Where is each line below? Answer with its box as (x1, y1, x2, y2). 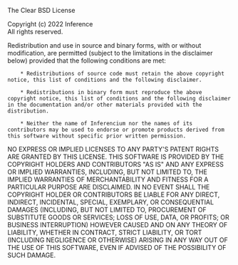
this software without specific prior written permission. (7, 132, 187, 140)
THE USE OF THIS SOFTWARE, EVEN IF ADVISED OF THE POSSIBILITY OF (7, 244, 227, 251)
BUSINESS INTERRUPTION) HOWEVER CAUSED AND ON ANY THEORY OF (7, 221, 228, 229)
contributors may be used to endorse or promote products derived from (7, 126, 224, 133)
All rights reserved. (7, 28, 63, 36)
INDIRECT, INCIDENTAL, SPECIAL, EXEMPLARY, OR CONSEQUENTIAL (7, 198, 214, 206)
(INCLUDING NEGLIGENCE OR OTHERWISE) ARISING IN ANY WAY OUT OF (7, 236, 228, 244)
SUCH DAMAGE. (7, 251, 56, 259)
